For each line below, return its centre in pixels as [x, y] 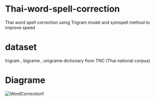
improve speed [20, 27]
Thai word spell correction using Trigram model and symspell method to [77, 22]
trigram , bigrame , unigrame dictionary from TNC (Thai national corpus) [78, 60]
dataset [21, 47]
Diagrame [25, 80]
